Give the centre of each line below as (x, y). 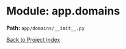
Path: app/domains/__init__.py (46, 28)
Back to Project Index (33, 39)
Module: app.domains (63, 11)
